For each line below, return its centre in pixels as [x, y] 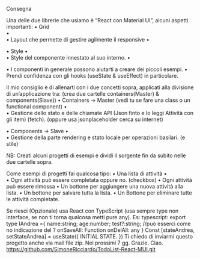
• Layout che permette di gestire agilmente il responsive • [78, 39]
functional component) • [37, 107]
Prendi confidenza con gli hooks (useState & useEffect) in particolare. [92, 76]
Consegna [19, 9]
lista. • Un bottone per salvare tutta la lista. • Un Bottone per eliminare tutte [99, 193]
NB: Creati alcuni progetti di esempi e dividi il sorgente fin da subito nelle [96, 155]
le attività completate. [33, 199]
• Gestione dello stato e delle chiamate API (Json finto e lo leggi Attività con [100, 113]
